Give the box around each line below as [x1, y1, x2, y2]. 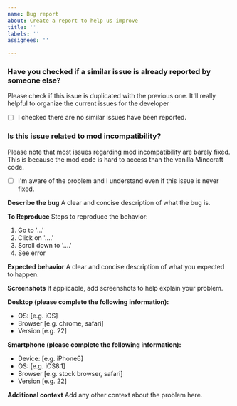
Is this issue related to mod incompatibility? [7, 131, 162, 141]
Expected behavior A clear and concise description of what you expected [7, 262, 225, 271]
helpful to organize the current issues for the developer [7, 99, 169, 108]
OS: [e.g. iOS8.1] [17, 361, 66, 370]
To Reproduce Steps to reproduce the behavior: [7, 212, 148, 221]
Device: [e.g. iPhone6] [17, 354, 84, 363]
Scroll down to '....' [17, 241, 73, 249]
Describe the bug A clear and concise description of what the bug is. [7, 198, 211, 207]
